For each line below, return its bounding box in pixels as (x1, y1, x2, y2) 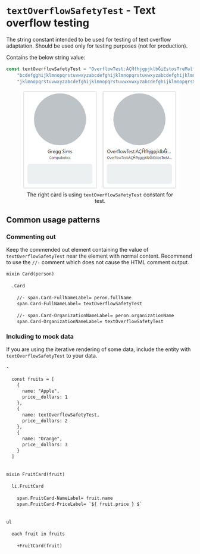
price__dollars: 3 (21, 442, 68, 448)
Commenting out (6, 233, 56, 241)
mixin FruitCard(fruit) (6, 471, 65, 478)
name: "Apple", (21, 388, 60, 395)
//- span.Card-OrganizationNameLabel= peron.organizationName (17, 313, 174, 319)
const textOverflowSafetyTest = (6, 66, 86, 72)
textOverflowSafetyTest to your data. (6, 352, 98, 359)
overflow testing (6, 16, 89, 30)
